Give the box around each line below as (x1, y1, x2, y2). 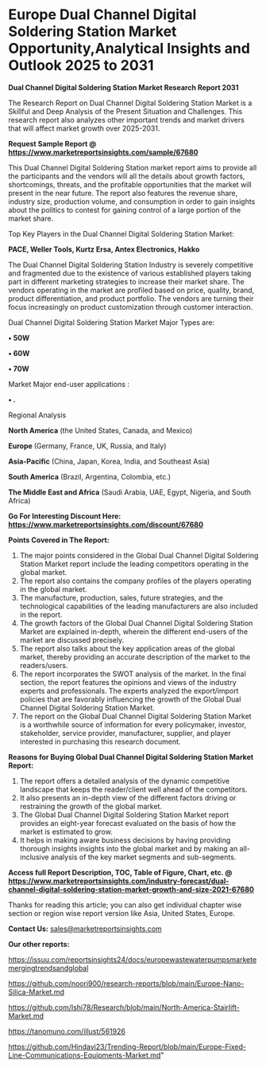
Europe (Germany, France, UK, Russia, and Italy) (8, 440, 167, 451)
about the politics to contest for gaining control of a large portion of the (8, 205, 241, 214)
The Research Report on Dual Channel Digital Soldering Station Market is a (8, 98, 253, 108)
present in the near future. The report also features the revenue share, (8, 188, 238, 198)
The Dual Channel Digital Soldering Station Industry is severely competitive (8, 260, 254, 269)
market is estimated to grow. (19, 827, 113, 836)
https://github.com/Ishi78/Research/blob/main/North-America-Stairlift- (8, 1002, 241, 1012)
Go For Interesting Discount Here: (8, 511, 121, 521)
